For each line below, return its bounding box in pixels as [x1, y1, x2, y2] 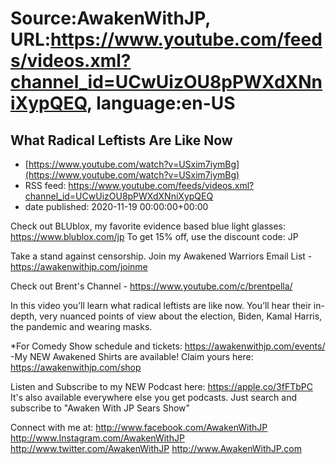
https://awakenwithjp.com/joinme [10, 261, 148, 272]
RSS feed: [24, 180, 67, 191]
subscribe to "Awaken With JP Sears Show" [10, 402, 191, 414]
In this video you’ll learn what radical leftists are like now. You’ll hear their [10, 300, 312, 311]
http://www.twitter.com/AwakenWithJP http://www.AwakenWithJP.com [10, 443, 302, 454]
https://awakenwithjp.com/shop [10, 362, 142, 373]
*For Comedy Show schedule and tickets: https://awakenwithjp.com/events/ [10, 340, 326, 352]
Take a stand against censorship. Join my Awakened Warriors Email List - [10, 250, 313, 262]
